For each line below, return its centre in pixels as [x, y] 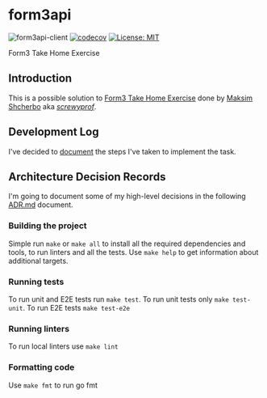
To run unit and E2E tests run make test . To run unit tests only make [119, 299]
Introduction [40, 78]
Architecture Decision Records [87, 177]
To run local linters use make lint [63, 346]
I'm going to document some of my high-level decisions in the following [127, 197]
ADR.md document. [41, 205]
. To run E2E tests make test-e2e [77, 307]
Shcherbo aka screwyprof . [52, 106]
